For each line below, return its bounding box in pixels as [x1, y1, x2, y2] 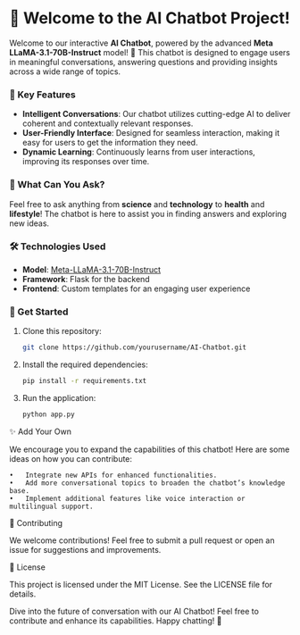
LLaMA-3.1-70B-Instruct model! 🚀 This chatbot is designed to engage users [9, 46, 291, 57]
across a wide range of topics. [9, 66, 121, 77]
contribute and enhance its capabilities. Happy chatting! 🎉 [9, 615, 222, 626]
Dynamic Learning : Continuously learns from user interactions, [21, 146, 256, 157]
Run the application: [21, 392, 96, 403]
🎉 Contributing [9, 517, 63, 528]
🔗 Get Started [9, 305, 69, 318]
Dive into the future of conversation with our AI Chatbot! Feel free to [9, 606, 259, 616]
